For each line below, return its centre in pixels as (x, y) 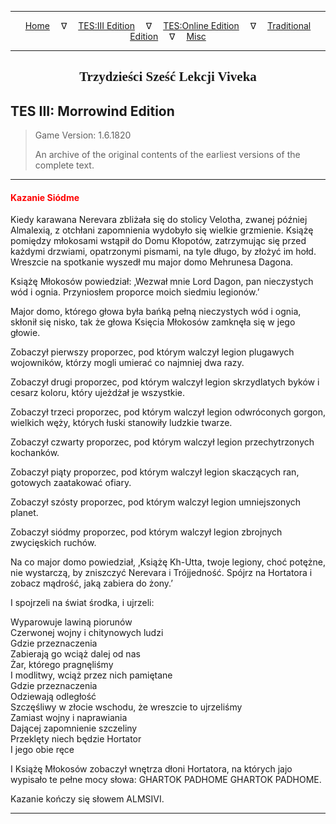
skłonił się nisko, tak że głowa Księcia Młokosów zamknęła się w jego (153, 322)
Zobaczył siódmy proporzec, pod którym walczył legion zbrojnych (146, 532)
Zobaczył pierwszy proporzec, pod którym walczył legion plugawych (152, 352)
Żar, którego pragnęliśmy (62, 665)
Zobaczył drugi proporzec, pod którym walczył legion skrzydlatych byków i (165, 382)
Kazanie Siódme (45, 197)
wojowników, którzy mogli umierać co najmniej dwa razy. (127, 363)
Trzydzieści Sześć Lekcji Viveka (168, 77)
